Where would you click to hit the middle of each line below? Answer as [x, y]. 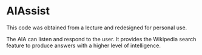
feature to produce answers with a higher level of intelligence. [84, 45]
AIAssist [28, 11]
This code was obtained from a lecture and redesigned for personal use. [97, 27]
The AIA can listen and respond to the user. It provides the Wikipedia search [101, 39]
